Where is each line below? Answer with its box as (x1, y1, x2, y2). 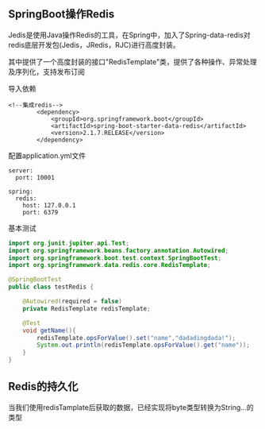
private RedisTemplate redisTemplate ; (22, 304, 151, 312)
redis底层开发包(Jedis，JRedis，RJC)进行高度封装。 (8, 40, 180, 49)
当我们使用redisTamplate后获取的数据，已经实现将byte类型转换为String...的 (8, 402, 254, 412)
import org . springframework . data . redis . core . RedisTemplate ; (8, 261, 212, 269)
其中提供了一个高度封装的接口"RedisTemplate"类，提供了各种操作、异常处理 (8, 56, 257, 66)
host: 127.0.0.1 (22, 201, 77, 209)
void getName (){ (22, 327, 77, 334)
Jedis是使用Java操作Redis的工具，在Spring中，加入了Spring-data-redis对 (8, 30, 251, 40)
